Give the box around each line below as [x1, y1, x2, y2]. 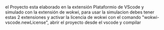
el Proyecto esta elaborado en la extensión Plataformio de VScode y [5, 4, 144, 10]
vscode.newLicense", [5, 19, 49, 25]
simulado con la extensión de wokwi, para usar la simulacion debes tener [5, 9, 155, 15]
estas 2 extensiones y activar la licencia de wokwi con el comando [5, 15, 141, 20]
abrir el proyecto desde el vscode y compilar [50, 19, 141, 25]
